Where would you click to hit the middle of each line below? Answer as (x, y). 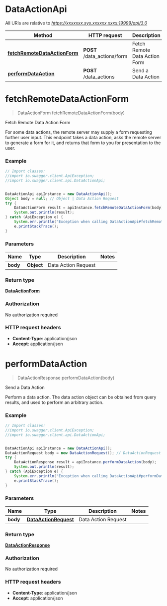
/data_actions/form (105, 56)
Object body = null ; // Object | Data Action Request (62, 199)
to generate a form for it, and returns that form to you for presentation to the (83, 143)
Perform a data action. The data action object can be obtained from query (81, 397)
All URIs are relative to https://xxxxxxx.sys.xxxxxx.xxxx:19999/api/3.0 (76, 23)
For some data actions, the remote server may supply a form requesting (79, 132)
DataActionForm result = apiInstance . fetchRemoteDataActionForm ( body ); (90, 208)
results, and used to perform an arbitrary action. (54, 402)
